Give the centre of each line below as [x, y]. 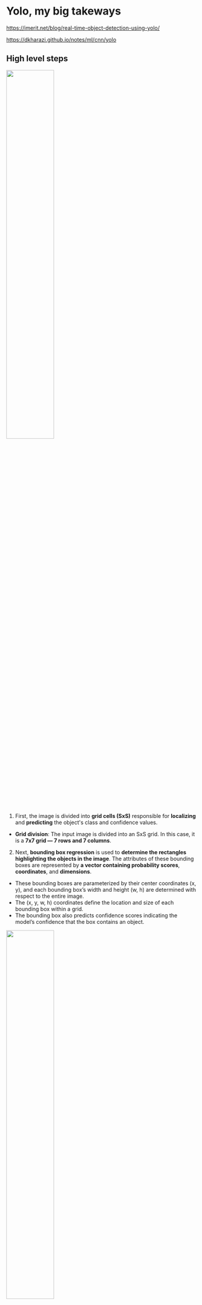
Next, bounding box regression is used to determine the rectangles [100, 852]
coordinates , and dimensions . [53, 871]
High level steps [37, 59]
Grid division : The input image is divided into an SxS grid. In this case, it [105, 834]
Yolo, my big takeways [64, 11]
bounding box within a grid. [49, 909]
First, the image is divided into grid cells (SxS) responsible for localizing [106, 816]
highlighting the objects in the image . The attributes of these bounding [104, 859]
